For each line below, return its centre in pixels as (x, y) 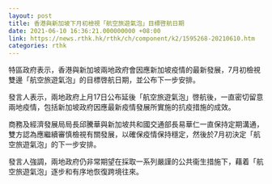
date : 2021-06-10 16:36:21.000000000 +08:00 (85, 31)
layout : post (30, 16)
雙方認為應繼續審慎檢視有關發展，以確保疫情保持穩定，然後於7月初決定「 (131, 135)
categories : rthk (38, 46)
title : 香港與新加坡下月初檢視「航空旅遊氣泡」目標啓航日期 (96, 23)
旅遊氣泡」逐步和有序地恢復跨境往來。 (79, 172)
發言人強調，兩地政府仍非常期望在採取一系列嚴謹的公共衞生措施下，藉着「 (132, 161)
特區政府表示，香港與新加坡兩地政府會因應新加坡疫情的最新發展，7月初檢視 (134, 70)
